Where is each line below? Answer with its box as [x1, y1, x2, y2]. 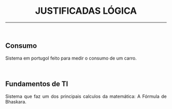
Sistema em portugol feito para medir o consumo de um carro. [5, 55, 137, 61]
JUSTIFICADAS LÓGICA [35, 5, 137, 17]
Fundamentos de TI [5, 79, 68, 89]
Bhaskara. [5, 98, 27, 104]
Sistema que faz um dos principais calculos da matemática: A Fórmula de [5, 93, 167, 99]
